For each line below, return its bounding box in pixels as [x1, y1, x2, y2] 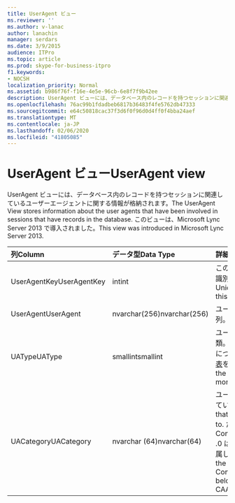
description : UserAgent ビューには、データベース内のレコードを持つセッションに [7, 95, 220, 102]
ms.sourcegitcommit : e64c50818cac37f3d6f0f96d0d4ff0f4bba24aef [7, 108, 196, 115]
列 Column [10, 249, 45, 259]
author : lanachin [7, 29, 58, 37]
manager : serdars [7, 36, 58, 43]
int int [112, 277, 129, 286]
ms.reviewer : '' [7, 17, 55, 24]
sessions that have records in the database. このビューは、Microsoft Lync [7, 215, 220, 224]
